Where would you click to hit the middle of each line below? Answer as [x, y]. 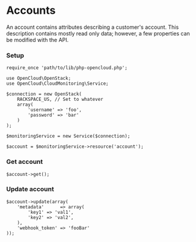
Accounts [31, 11]
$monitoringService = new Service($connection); [68, 136]
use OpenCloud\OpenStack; [38, 79]
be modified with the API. [38, 40]
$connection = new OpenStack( [44, 94]
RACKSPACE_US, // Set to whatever [60, 100]
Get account [25, 162]
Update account [30, 189]
